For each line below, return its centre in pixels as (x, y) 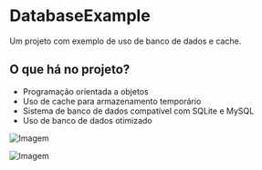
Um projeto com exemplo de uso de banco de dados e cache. (126, 41)
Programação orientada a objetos (85, 91)
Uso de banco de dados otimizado (87, 120)
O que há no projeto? (70, 70)
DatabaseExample (80, 16)
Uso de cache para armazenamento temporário (112, 101)
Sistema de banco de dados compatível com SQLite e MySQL (138, 111)
